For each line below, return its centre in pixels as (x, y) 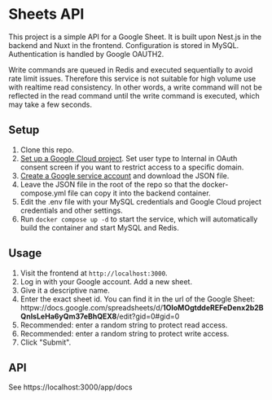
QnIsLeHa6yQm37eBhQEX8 (68, 316)
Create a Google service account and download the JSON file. (125, 175)
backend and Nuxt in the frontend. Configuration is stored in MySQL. (124, 45)
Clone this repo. (47, 149)
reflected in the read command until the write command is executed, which (134, 95)
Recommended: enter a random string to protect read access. (124, 325)
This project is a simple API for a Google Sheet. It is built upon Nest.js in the (135, 37)
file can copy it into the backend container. (139, 193)
